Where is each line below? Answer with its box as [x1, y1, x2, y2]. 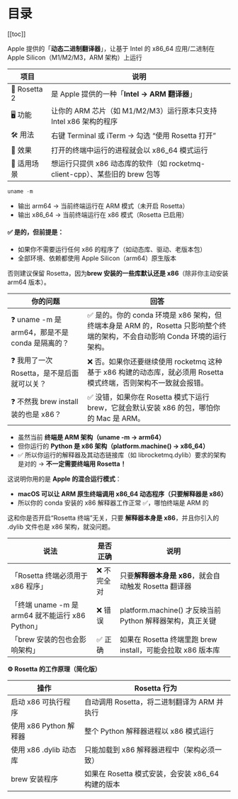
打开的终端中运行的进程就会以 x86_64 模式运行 [50, 145, 208, 155]
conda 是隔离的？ [11, 337, 69, 347]
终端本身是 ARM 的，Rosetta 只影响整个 [87, 321, 220, 331]
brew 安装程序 [11, 774, 58, 784]
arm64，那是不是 [11, 327, 69, 337]
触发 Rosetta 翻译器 [126, 581, 192, 591]
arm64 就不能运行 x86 [11, 610, 86, 620]
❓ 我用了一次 [11, 355, 53, 365]
